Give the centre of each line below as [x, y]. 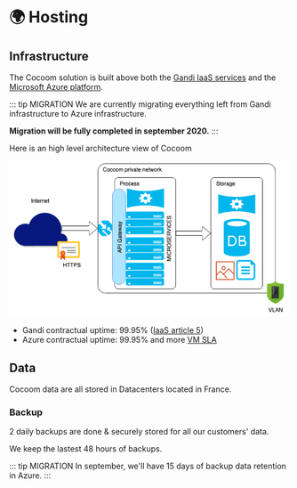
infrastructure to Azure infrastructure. [78, 114]
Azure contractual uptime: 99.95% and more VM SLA [120, 340]
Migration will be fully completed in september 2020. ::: [114, 131]
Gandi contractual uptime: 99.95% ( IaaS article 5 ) [113, 330]
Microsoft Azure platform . [56, 87]
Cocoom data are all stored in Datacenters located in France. [120, 389]
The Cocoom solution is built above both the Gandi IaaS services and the [143, 77]
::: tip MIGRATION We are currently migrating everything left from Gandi [140, 104]
